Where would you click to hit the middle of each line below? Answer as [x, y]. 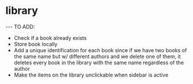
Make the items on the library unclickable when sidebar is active [91, 75]
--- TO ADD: [20, 27]
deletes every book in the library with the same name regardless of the [99, 63]
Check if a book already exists [50, 38]
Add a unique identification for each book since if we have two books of [100, 50]
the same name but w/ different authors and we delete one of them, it [97, 56]
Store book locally [36, 44]
